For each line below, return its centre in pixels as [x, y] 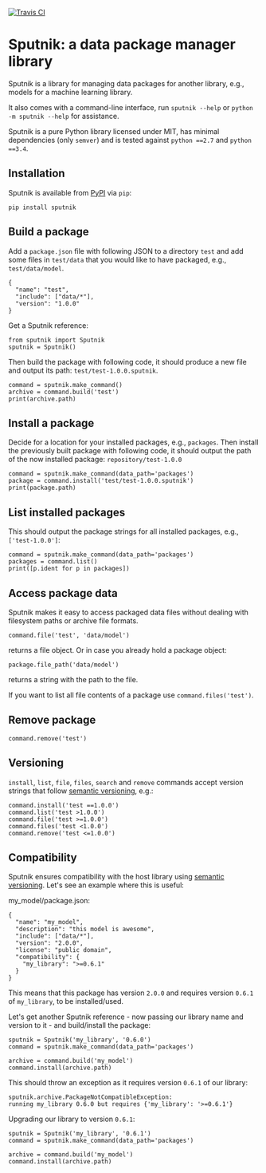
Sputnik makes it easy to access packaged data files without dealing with [129, 612]
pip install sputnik [43, 207]
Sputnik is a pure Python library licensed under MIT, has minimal [114, 131]
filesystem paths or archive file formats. [73, 621]
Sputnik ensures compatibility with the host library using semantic [116, 877]
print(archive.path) [43, 399]
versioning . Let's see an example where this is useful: [96, 885]
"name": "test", [42, 290]
